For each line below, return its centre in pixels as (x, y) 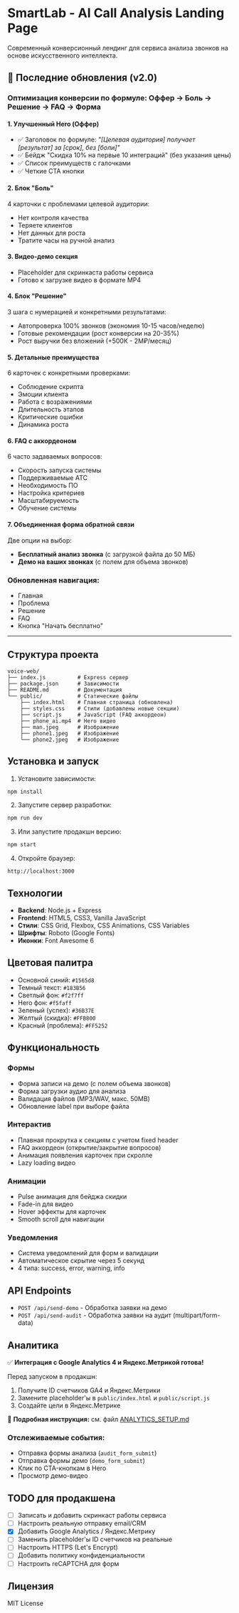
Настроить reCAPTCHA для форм (68, 1563)
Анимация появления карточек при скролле (85, 1155)
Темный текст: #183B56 (52, 987)
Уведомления (33, 1237)
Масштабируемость (48, 501)
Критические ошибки (50, 417)
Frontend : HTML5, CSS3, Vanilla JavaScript (81, 918)
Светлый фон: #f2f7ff (51, 995)
